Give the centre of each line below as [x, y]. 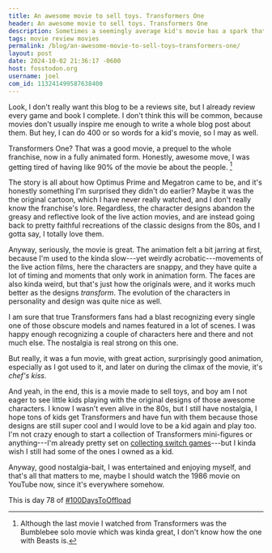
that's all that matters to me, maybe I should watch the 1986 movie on [124, 476]
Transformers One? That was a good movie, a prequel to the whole [120, 148]
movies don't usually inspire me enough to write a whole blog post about [130, 124]
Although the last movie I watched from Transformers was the [123, 524]
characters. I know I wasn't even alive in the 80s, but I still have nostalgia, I [133, 409]
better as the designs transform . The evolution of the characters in [119, 293]
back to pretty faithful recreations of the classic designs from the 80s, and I [134, 225]
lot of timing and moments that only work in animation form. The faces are [132, 275]
